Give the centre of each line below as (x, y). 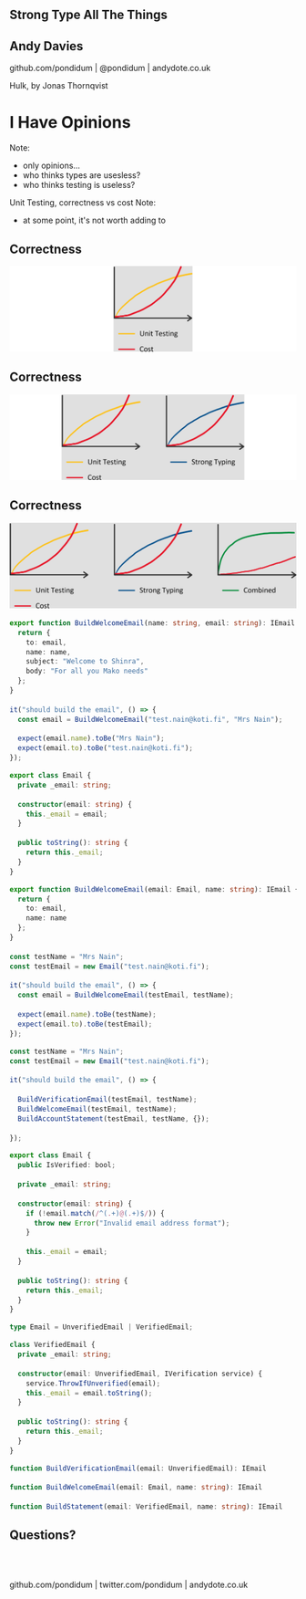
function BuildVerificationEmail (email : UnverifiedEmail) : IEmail (138, 1468)
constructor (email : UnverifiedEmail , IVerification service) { (140, 1374)
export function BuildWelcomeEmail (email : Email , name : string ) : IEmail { (154, 889)
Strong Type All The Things (89, 15)
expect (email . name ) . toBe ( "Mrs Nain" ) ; (92, 738)
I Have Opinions (70, 123)
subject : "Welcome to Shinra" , (85, 662)
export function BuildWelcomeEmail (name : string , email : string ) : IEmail (153, 623)
